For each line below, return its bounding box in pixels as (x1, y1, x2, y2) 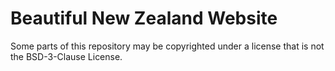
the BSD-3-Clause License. (10, 50, 123, 62)
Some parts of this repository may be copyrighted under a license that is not (10, 40, 325, 52)
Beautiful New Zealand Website (10, 7, 278, 30)
